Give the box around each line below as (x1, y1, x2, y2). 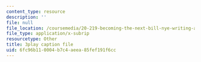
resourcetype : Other (6, 36, 58, 42)
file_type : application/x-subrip (6, 31, 90, 37)
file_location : (6, 25, 44, 31)
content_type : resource (6, 8, 66, 15)
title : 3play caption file (6, 42, 74, 48)
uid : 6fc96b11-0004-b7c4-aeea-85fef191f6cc (6, 47, 117, 53)
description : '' (6, 14, 47, 20)
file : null (6, 19, 33, 25)
